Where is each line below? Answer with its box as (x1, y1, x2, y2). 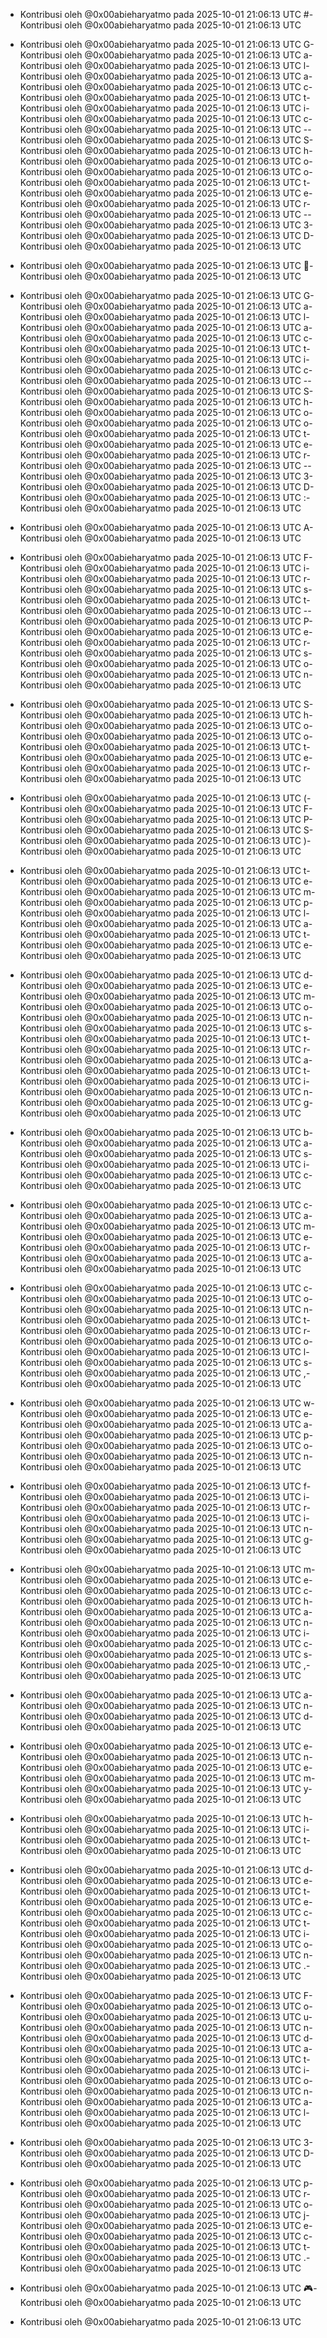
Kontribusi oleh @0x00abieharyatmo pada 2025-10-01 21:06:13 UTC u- (19, 2011, 313, 2023)
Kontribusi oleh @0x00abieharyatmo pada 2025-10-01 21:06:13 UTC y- (19, 1783, 313, 1794)
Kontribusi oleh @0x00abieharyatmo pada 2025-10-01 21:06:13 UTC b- (19, 1127, 313, 1138)
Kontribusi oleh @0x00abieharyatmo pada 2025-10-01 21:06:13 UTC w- (19, 1397, 315, 1409)
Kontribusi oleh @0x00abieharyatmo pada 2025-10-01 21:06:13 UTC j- (19, 2209, 310, 2221)
